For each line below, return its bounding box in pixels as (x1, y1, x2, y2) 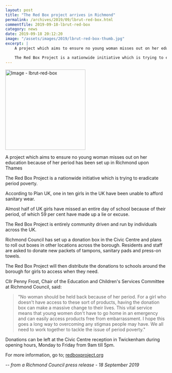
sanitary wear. (5, 196, 35, 202)
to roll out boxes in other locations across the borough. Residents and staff (5, 242, 163, 248)
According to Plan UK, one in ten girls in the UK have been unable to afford (5, 190, 163, 196)
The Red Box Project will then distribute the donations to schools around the (5, 263, 166, 269)
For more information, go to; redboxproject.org (5, 351, 104, 358)
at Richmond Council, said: (5, 284, 62, 290)
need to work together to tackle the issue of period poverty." (17, 326, 146, 332)
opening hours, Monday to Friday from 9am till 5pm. (5, 342, 115, 348)
